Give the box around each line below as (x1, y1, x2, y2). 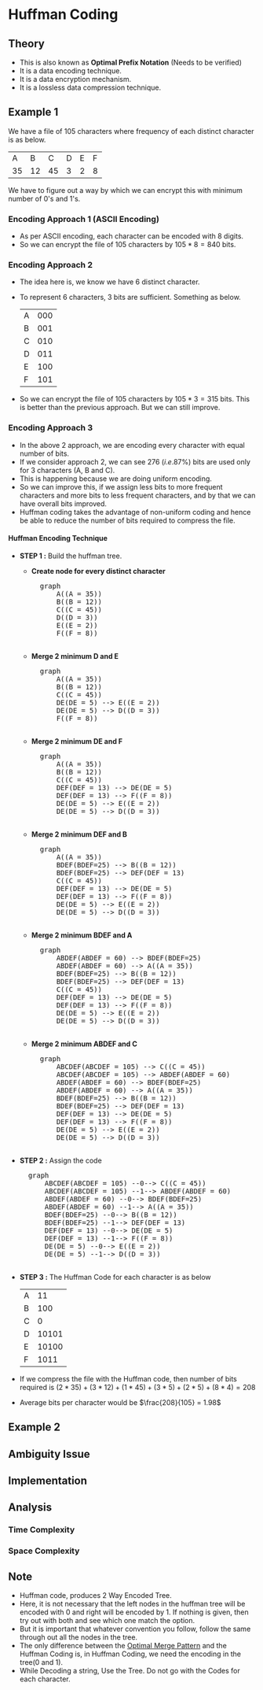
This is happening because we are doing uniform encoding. (19, 474, 212, 483)
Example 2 (8, 1421, 60, 1434)
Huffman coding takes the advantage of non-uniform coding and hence (19, 507, 251, 516)
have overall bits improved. (19, 498, 108, 508)
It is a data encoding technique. (19, 66, 122, 76)
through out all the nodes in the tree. (19, 1633, 138, 1642)
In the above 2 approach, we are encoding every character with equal (19, 440, 245, 449)
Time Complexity (8, 1525, 75, 1536)
